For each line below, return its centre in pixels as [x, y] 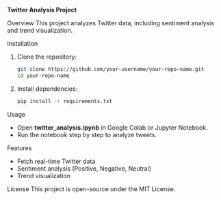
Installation [23, 43]
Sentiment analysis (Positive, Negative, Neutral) [84, 168]
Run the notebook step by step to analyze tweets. [87, 134]
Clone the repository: [47, 57]
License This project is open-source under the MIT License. [91, 189]
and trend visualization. [40, 30]
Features [19, 148]
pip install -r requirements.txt [65, 101]
